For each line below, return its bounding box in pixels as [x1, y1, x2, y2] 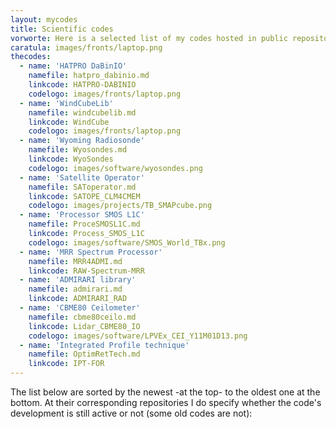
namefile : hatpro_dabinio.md [28, 71, 150, 81]
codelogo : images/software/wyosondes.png [28, 163, 203, 173]
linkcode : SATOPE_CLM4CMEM [28, 191, 141, 201]
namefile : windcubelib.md [28, 107, 137, 118]
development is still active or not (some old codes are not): [10, 407, 253, 419]
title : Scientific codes [10, 24, 114, 34]
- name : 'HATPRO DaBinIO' [19, 61, 128, 71]
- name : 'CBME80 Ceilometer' [19, 303, 141, 313]
